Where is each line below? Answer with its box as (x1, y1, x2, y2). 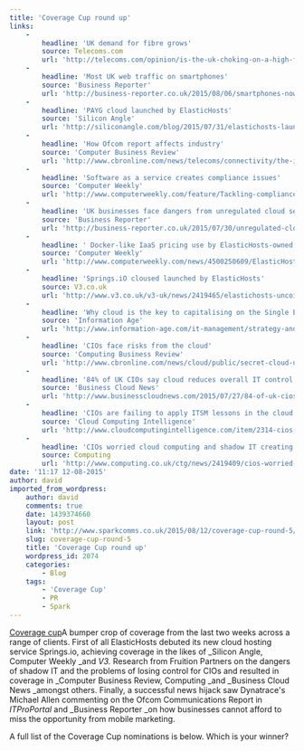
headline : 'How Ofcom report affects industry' (42, 139, 224, 148)
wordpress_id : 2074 (25, 551, 100, 561)
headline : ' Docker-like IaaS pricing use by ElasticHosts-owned (42, 241, 294, 250)
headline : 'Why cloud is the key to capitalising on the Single (42, 308, 290, 317)
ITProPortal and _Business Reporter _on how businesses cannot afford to (9, 703, 282, 715)
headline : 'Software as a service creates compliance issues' (42, 173, 281, 182)
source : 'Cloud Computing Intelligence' (42, 417, 196, 426)
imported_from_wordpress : (9, 484, 107, 493)
